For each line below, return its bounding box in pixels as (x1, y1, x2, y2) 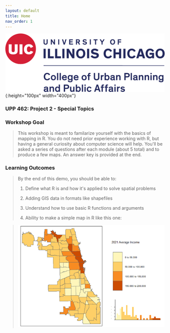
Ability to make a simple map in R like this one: (25, 215, 122, 221)
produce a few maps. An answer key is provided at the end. (17, 152, 142, 158)
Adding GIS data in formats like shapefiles (25, 195, 113, 202)
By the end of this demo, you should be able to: (17, 176, 117, 182)
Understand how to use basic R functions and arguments (25, 205, 144, 211)
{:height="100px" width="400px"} (5, 92, 76, 99)
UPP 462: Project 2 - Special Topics (5, 105, 95, 112)
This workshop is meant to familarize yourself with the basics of (17, 130, 151, 136)
